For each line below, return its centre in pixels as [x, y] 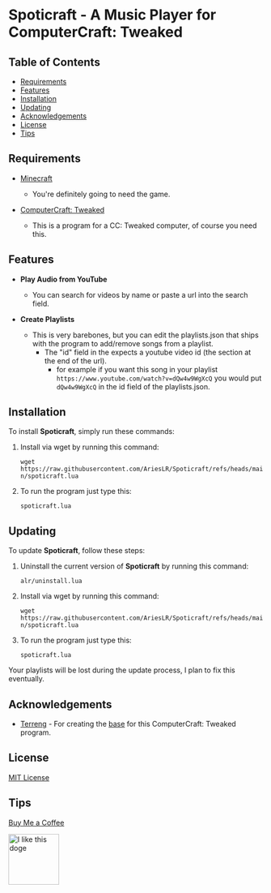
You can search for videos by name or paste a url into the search [140, 294]
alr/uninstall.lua [51, 582]
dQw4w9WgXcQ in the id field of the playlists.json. [133, 386]
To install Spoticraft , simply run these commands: [92, 431]
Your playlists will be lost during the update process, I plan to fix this [122, 670]
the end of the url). [76, 361]
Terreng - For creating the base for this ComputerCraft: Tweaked [128, 724]
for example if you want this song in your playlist [137, 369]
